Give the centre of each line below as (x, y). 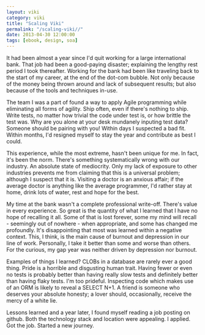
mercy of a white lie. (32, 300)
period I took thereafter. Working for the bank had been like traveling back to (103, 71)
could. (14, 141)
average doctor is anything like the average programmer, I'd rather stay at (99, 186)
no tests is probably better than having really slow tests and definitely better (102, 274)
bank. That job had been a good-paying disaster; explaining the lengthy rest (102, 64)
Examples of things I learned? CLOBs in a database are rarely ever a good (99, 262)
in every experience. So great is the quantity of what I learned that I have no (102, 211)
